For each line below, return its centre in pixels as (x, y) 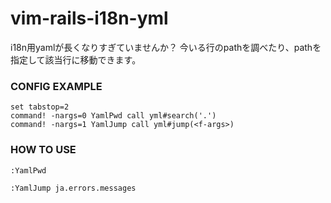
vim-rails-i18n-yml (89, 18)
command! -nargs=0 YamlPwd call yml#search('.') (113, 116)
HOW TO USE (43, 150)
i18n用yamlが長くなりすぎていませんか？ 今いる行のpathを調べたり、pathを (166, 47)
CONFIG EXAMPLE (56, 86)
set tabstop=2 (40, 107)
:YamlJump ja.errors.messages (73, 188)
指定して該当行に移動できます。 (76, 59)
